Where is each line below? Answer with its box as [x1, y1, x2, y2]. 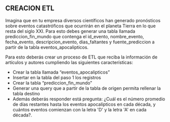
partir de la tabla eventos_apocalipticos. [5, 44, 89, 50]
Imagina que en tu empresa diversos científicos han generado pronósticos [5, 17, 161, 23]
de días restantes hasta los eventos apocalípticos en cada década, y [12, 101, 156, 107]
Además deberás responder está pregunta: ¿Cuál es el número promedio [12, 96, 165, 102]
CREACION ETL [5, 4, 55, 13]
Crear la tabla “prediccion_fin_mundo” [12, 80, 92, 86]
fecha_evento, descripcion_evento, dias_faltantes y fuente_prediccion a [5, 39, 155, 45]
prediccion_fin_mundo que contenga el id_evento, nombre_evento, [5, 33, 144, 39]
